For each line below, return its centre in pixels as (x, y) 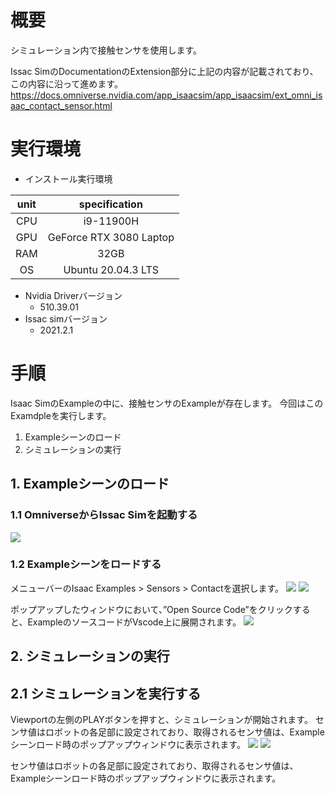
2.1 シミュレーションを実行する (106, 693)
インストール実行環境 (68, 178)
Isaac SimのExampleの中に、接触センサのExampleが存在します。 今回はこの (167, 403)
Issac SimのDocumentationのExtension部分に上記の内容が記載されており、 (164, 71)
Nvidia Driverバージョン (73, 295)
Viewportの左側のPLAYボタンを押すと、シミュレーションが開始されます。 (161, 719)
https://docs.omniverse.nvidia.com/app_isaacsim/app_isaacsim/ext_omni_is (166, 95)
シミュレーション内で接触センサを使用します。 (106, 50)
